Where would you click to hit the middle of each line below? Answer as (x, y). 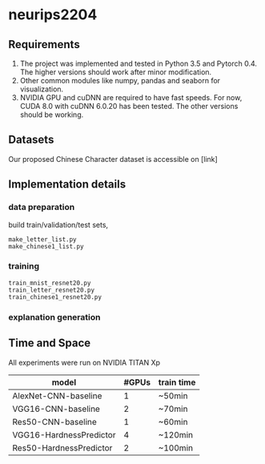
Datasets (31, 140)
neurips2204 (53, 15)
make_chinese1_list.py (46, 246)
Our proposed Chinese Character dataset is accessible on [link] (113, 159)
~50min (173, 396)
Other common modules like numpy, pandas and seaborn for (120, 81)
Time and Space (50, 343)
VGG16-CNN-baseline (56, 409)
